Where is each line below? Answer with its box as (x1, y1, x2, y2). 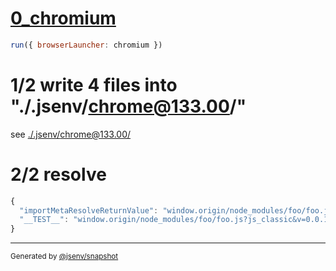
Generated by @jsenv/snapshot (10, 252, 119, 262)
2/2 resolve (10, 163, 107, 186)
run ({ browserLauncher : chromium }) (10, 40, 163, 50)
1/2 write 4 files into (10, 74, 178, 96)
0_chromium (10, 7, 117, 30)
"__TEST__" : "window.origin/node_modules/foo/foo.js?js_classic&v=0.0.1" (19, 215, 333, 225)
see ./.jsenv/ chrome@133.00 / (10, 128, 132, 140)
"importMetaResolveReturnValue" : (19, 205, 159, 216)
